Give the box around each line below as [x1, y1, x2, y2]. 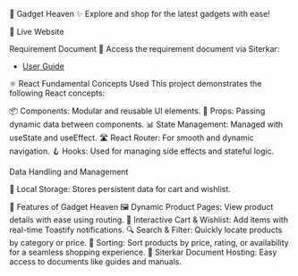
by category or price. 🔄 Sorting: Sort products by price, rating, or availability [9, 238, 289, 247]
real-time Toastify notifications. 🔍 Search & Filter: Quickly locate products [9, 224, 283, 235]
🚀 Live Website [9, 27, 64, 37]
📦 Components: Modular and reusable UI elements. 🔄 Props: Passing [9, 105, 266, 116]
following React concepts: [9, 88, 106, 98]
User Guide [21, 61, 64, 71]
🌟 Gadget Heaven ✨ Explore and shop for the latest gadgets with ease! [9, 9, 270, 19]
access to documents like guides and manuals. [9, 256, 182, 267]
